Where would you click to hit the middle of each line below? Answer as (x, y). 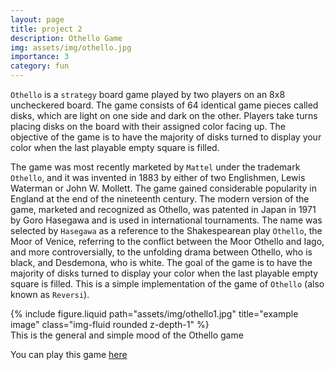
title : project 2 (46, 29)
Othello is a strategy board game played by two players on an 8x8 (148, 94)
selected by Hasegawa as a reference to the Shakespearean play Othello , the (166, 230)
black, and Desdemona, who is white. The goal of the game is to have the (161, 262)
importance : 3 (40, 57)
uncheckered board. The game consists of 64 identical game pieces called (164, 105)
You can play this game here (69, 354)
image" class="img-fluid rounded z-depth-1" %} (110, 324)
